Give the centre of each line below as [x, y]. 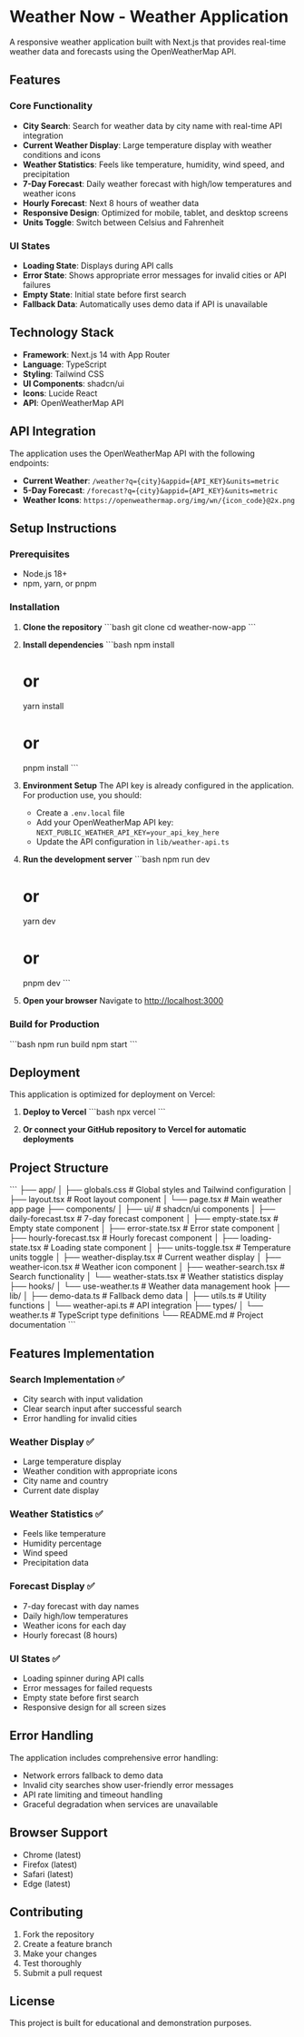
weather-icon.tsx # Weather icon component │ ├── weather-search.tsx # [147, 1267]
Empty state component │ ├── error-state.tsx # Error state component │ [146, 1229]
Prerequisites [39, 554]
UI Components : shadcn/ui [74, 383]
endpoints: [29, 463]
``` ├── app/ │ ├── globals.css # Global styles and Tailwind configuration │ [151, 1190]
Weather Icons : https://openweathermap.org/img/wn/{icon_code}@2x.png [159, 499]
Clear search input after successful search [102, 1409]
